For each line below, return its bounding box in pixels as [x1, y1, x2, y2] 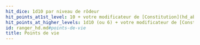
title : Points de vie [5, 30, 60, 36]
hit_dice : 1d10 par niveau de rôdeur [5, 8, 100, 15]
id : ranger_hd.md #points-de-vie [5, 25, 86, 31]
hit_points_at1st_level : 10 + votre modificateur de [5, 14, 140, 20]
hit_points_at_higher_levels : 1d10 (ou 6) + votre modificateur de [5, 19, 177, 25]
